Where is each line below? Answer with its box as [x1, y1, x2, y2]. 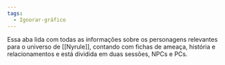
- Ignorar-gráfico [13, 16, 67, 23]
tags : [7, 10, 23, 17]
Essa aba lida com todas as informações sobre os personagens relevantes [7, 35, 218, 43]
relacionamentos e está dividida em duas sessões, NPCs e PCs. [7, 49, 188, 58]
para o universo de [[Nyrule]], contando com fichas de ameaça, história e [7, 42, 215, 51]
